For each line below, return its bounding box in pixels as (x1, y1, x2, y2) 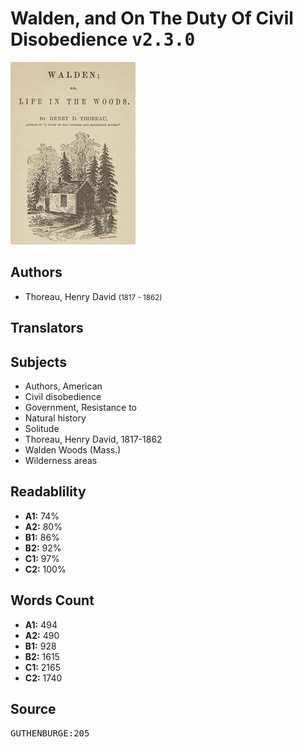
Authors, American (24, 380, 103, 392)
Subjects (10, 353, 67, 371)
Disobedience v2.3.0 (10, 28, 196, 51)
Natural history (24, 412, 87, 424)
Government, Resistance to (24, 401, 137, 413)
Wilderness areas (24, 454, 98, 466)
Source (10, 700, 57, 717)
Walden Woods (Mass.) (24, 443, 122, 456)
